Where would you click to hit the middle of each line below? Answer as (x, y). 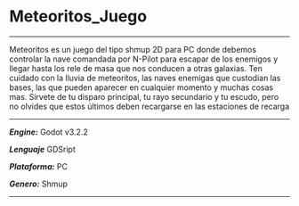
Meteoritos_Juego (78, 16)
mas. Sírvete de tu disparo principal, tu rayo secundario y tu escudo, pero (144, 96)
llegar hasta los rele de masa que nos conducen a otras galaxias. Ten (136, 68)
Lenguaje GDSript (42, 149)
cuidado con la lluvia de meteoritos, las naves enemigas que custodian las (145, 78)
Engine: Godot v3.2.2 (49, 132)
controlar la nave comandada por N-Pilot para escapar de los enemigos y (144, 59)
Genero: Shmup (39, 184)
